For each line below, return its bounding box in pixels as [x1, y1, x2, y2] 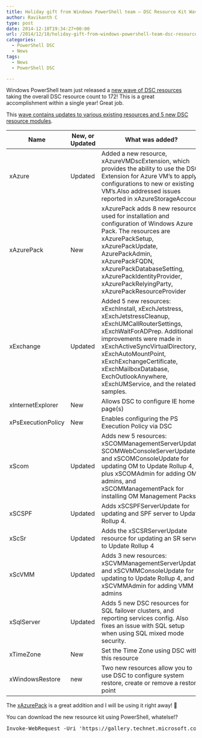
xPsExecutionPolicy [9, 418, 65, 427]
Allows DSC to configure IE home [101, 397, 195, 405]
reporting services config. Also [101, 614, 189, 622]
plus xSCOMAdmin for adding [101, 469, 186, 478]
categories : [6, 37, 36, 43]
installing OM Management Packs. [101, 492, 198, 501]
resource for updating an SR [101, 534, 181, 543]
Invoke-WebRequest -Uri [6, 725, 76, 732]
